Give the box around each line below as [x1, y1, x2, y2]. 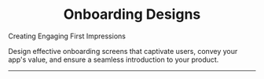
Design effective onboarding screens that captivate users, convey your [8, 46, 238, 56]
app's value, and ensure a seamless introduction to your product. [8, 55, 219, 64]
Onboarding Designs [63, 5, 201, 23]
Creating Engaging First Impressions [8, 31, 126, 41]
